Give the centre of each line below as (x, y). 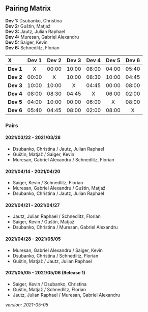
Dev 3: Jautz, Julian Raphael (35, 31)
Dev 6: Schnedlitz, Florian (32, 47)
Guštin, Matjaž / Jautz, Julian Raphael (52, 261)
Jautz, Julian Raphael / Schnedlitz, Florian (56, 216)
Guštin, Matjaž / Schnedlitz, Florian (49, 289)
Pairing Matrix (28, 8)
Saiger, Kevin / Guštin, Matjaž (43, 222)
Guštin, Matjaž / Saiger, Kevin (43, 154)
